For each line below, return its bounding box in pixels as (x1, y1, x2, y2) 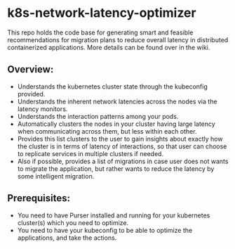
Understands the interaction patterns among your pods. (17, 112, 179, 120)
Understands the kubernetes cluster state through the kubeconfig (17, 82, 208, 91)
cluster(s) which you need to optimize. (17, 218, 129, 226)
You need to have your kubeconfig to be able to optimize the (17, 226, 193, 234)
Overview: (7, 63, 54, 75)
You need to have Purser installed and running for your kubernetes (17, 211, 210, 219)
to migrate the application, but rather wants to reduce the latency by (17, 164, 215, 173)
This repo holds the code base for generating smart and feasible (7, 28, 194, 37)
